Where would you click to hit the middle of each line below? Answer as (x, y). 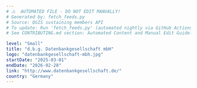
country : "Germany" (30, 76)
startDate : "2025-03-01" (36, 60)
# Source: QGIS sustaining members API (55, 22)
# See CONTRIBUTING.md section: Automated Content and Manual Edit (90, 33)
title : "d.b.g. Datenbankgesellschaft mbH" (60, 49)
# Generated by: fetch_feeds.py (45, 17)
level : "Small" (25, 44)
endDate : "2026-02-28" (34, 65)
